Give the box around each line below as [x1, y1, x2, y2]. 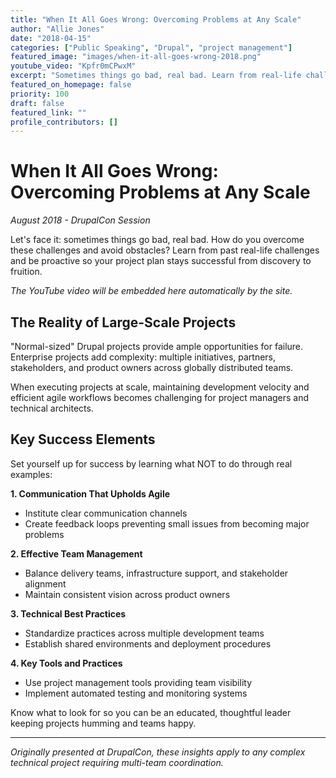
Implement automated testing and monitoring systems [24, 687, 248, 699]
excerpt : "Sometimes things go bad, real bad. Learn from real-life [10, 71, 302, 81]
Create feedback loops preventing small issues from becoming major [24, 517, 310, 530]
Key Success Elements [10, 431, 156, 448]
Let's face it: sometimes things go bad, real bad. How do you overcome [10, 234, 305, 246]
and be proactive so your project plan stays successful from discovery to [10, 255, 312, 267]
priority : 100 [10, 89, 70, 99]
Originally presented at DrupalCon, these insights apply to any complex [10, 746, 306, 758]
